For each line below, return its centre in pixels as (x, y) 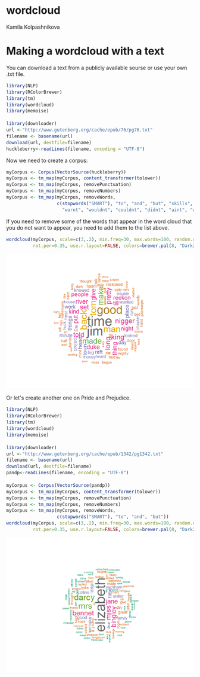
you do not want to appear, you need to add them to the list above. (88, 227)
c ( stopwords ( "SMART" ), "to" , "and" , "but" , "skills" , (125, 203)
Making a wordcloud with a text (85, 51)
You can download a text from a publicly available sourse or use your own (97, 68)
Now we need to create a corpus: (47, 160)
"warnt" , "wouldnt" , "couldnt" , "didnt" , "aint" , (125, 210)
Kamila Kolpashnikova (33, 27)
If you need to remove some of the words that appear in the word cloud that (99, 221)
